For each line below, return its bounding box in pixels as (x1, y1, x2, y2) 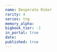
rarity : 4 (5, 12, 26, 17)
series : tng (5, 16, 30, 21)
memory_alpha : (5, 21, 35, 26)
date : (5, 35, 16, 40)
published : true (5, 40, 39, 45)
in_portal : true (5, 30, 39, 35)
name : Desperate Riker (5, 7, 52, 12)
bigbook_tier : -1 (5, 26, 41, 31)
